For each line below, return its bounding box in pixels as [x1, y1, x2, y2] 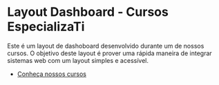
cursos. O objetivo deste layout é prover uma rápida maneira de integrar [7, 49, 212, 57]
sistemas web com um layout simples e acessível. [7, 56, 149, 64]
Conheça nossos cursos [17, 70, 86, 78]
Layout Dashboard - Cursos [7, 4, 169, 20]
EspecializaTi [7, 19, 85, 35]
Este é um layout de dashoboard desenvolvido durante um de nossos [7, 41, 204, 50]
